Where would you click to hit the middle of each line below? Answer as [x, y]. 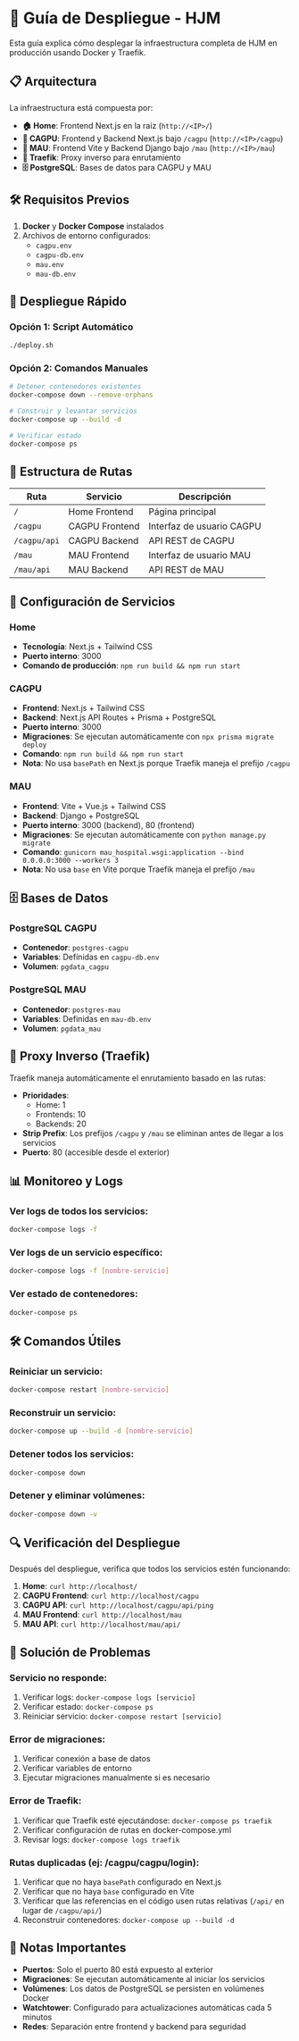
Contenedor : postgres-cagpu [75, 948]
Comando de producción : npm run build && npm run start [131, 665]
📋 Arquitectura [53, 82]
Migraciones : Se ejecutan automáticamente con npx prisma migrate [148, 737]
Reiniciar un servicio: [56, 1371]
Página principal [183, 512]
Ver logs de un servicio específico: [86, 1252]
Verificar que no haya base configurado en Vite [108, 1891]
